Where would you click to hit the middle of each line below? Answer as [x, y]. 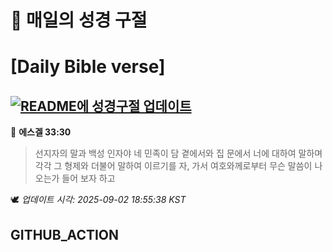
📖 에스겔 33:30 [41, 132]
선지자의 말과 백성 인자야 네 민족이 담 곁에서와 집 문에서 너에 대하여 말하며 [178, 153]
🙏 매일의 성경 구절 [79, 20]
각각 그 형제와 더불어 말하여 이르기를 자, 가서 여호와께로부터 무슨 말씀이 [173, 166]
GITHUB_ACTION [65, 234]
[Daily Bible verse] [88, 67]
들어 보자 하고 [88, 178]
